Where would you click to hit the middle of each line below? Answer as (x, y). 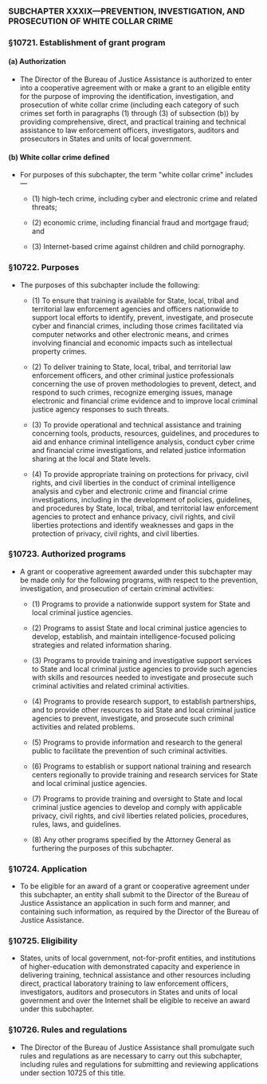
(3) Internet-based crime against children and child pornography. (138, 247)
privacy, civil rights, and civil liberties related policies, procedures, (140, 816)
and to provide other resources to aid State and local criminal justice (144, 709)
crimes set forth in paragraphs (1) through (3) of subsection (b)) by (129, 113)
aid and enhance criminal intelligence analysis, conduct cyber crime (143, 442)
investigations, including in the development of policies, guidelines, (142, 499)
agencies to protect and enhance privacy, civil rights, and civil (133, 516)
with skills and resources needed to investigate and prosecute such (142, 677)
